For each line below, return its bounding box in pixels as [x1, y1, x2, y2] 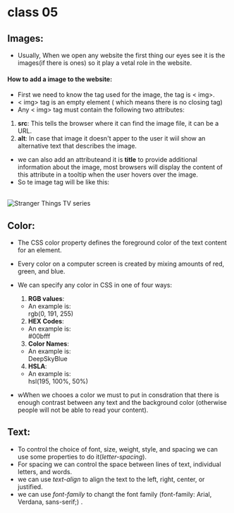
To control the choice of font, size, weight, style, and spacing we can [17, 444, 218, 453]
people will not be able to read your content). [17, 406, 149, 414]
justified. [17, 482, 44, 491]
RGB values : [27, 295, 65, 303]
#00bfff [27, 332, 51, 341]
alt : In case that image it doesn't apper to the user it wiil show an [17, 134, 206, 143]
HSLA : [27, 362, 47, 371]
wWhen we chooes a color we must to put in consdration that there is [17, 391, 220, 399]
